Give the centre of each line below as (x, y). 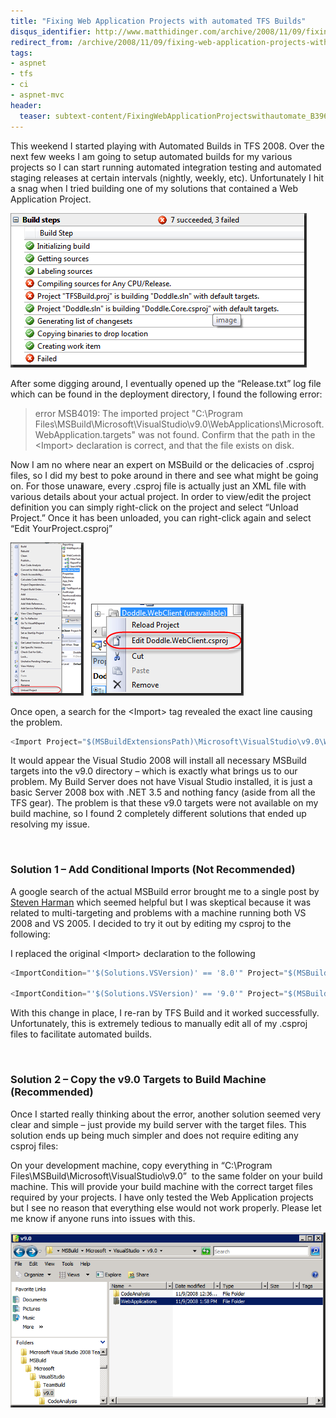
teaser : (35, 116)
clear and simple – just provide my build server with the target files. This (158, 1124)
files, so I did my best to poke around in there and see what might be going (164, 475)
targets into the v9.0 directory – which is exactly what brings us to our (154, 771)
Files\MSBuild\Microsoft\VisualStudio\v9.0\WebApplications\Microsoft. (179, 424)
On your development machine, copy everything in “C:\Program (141, 1165)
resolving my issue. (50, 824)
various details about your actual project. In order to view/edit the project (161, 496)
